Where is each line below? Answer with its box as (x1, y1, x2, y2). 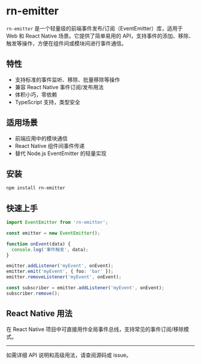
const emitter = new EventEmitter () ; (6, 230, 100, 236)
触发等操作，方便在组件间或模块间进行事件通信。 (6, 40, 127, 47)
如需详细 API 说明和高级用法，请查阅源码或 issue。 (6, 351, 132, 359)
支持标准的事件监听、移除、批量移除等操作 (14, 76, 120, 83)
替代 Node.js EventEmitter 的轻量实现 (14, 150, 106, 157)
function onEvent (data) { (6, 241, 71, 247)
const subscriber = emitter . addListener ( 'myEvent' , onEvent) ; (6, 285, 165, 291)
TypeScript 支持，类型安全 (14, 98, 81, 105)
